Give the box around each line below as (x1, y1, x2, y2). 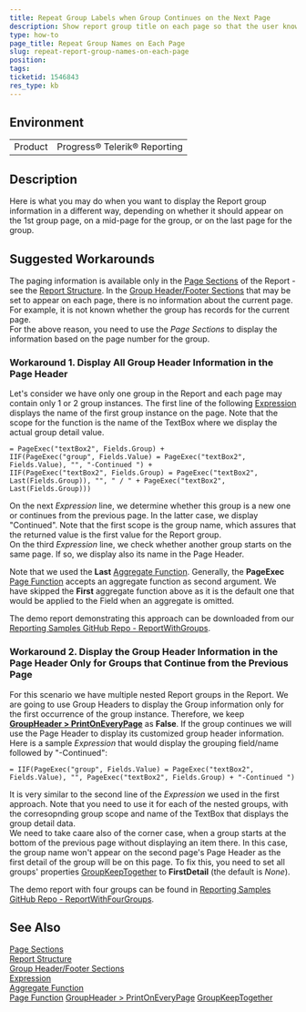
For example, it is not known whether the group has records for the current (9, 304, 290, 315)
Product (14, 140, 48, 153)
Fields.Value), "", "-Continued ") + (9, 461, 153, 470)
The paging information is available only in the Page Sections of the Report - (9, 275, 296, 287)
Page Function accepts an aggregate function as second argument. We (9, 576, 277, 588)
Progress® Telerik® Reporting (56, 140, 184, 153)
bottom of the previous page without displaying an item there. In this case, (9, 837, 289, 848)
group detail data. (9, 817, 76, 829)
